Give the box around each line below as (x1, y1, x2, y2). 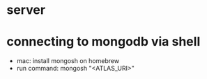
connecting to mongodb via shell (6, 34, 201, 50)
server (6, 2, 46, 18)
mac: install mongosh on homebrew (16, 57, 120, 65)
